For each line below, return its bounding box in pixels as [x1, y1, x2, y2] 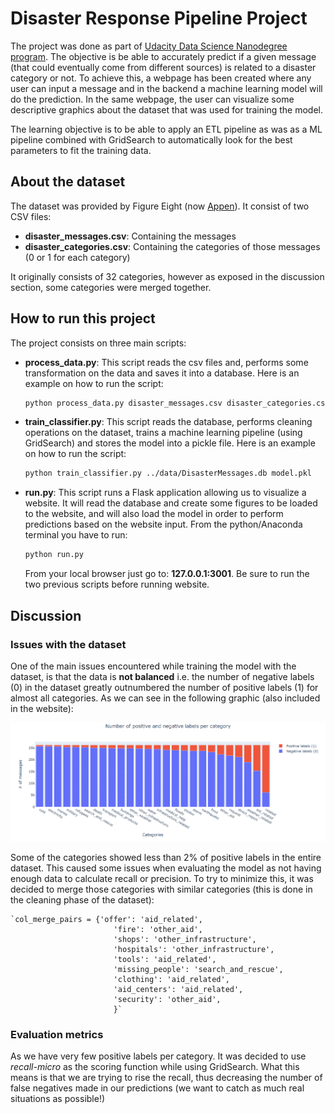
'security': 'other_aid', [113, 995, 222, 1005]
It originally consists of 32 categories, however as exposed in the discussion [10, 270, 325, 282]
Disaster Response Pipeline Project [10, 7, 308, 30]
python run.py [24, 550, 84, 560]
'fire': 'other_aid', [113, 925, 203, 935]
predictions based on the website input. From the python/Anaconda [24, 518, 303, 531]
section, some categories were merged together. [10, 281, 212, 293]
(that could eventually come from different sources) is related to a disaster [10, 61, 317, 73]
